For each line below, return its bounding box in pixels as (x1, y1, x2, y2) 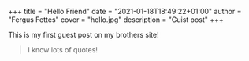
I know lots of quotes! (27, 45, 98, 54)
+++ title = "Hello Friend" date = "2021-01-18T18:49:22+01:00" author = (8, 7, 242, 16)
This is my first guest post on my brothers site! (8, 30, 159, 39)
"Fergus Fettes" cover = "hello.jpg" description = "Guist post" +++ (8, 15, 224, 24)
